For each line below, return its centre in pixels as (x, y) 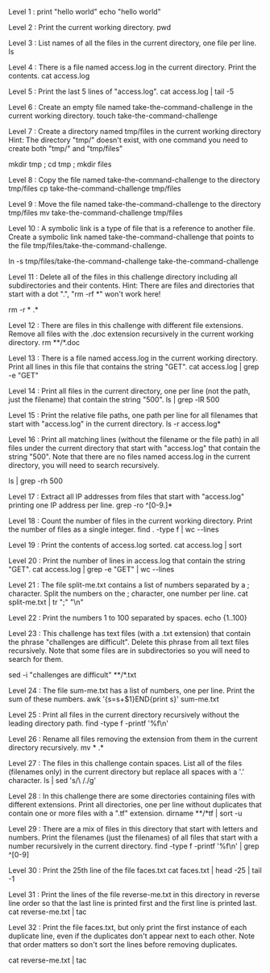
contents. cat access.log (49, 76)
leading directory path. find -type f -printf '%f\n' (89, 723)
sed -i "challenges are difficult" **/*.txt (73, 675)
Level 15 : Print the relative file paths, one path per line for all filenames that (133, 415)
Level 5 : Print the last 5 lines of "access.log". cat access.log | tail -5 (121, 91)
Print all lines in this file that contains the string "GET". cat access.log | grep (134, 366)
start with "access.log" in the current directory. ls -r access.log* (115, 424)
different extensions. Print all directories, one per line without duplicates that (135, 805)
